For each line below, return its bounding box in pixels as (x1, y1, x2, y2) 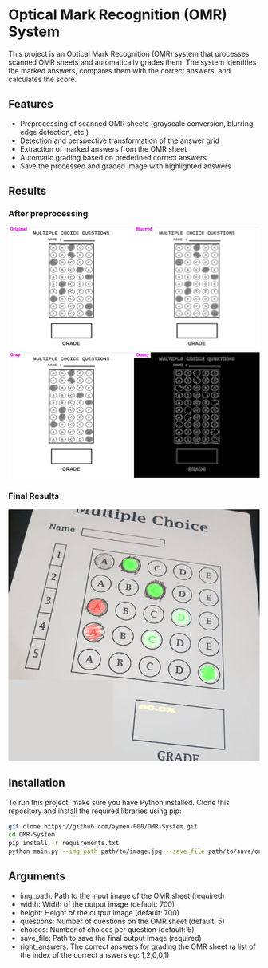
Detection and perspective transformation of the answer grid (19, 136, 219, 145)
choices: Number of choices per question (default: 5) (19, 924, 195, 934)
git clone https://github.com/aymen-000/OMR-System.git (8, 822, 198, 831)
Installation (8, 776, 65, 790)
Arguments (8, 870, 66, 883)
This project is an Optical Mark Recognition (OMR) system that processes (8, 49, 250, 58)
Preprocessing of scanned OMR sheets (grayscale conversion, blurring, (19, 118, 255, 128)
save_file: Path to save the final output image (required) (19, 933, 202, 942)
